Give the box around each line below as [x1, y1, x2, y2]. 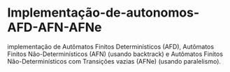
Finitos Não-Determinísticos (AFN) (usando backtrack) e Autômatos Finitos [7, 50, 224, 58]
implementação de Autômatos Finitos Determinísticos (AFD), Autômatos [7, 42, 215, 51]
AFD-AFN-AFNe [7, 19, 102, 35]
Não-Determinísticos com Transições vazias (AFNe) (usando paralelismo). [7, 57, 222, 65]
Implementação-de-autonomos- [7, 5, 200, 21]
